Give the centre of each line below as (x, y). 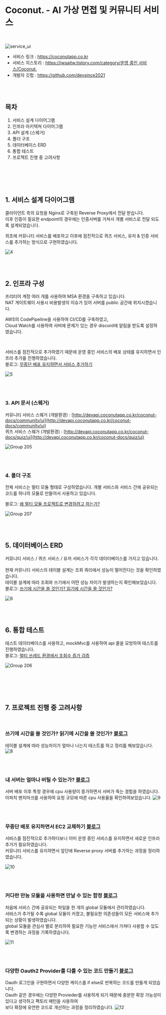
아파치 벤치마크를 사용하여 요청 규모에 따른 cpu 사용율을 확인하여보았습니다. (79, 798)
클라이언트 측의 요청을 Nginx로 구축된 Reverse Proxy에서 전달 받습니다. (75, 213)
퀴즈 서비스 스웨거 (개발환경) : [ (35, 431)
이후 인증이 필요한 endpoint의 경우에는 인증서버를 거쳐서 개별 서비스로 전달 (78, 219)
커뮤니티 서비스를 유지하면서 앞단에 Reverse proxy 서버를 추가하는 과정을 (76, 851)
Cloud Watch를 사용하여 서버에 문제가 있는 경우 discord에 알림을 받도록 (75, 326)
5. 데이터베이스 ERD (34, 546)
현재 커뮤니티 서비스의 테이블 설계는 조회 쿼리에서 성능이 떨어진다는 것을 (75, 570)
